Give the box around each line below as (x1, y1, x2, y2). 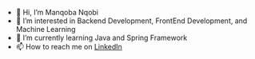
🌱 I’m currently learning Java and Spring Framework (15, 33, 188, 42)
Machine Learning (15, 25, 76, 33)
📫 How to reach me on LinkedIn (15, 42, 122, 51)
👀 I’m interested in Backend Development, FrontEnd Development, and (15, 16, 248, 26)
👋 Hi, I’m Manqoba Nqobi (15, 8, 98, 17)
